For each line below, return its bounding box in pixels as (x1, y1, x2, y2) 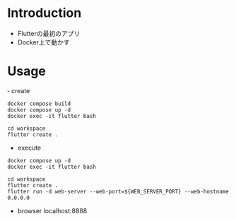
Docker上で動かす (17, 37, 71, 47)
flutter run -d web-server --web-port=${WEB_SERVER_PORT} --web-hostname (7, 188, 230, 195)
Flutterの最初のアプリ (17, 29, 81, 37)
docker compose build (7, 100, 71, 107)
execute (17, 143, 42, 152)
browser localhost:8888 (17, 206, 88, 215)
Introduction (7, 5, 82, 21)
